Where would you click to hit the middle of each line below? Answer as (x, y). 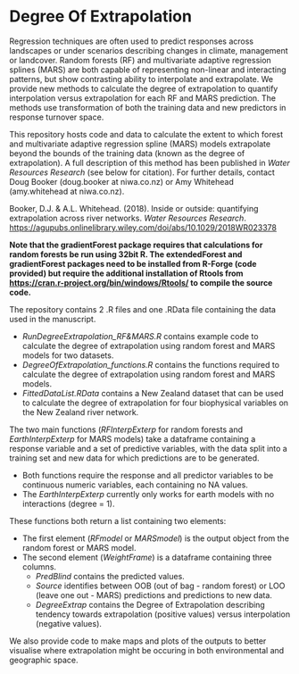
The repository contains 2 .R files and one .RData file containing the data (143, 309)
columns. (39, 566)
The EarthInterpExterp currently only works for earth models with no (148, 494)
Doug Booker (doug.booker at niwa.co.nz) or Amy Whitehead (121, 181)
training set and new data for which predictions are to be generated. (135, 458)
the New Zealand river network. (80, 412)
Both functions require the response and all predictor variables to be (148, 475)
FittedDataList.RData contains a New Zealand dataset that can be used (153, 393)
